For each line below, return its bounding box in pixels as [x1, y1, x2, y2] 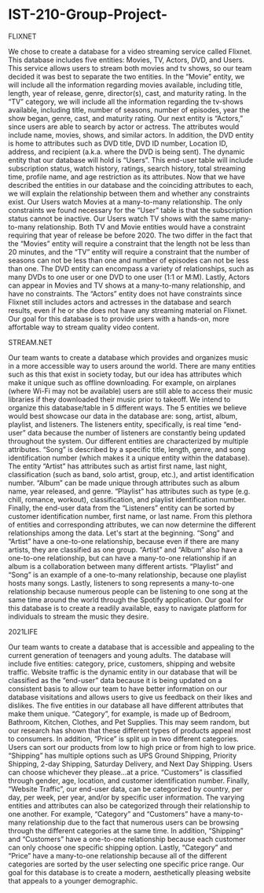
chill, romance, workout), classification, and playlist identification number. [8, 494, 247, 504]
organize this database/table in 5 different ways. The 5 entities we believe [8, 402, 247, 412]
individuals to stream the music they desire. [8, 612, 149, 621]
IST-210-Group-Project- [8, 6, 168, 24]
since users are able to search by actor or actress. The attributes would [8, 122, 240, 131]
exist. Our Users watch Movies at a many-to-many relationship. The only [8, 197, 243, 206]
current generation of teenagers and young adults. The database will [8, 650, 231, 660]
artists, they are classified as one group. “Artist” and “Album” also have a [8, 545, 244, 554]
